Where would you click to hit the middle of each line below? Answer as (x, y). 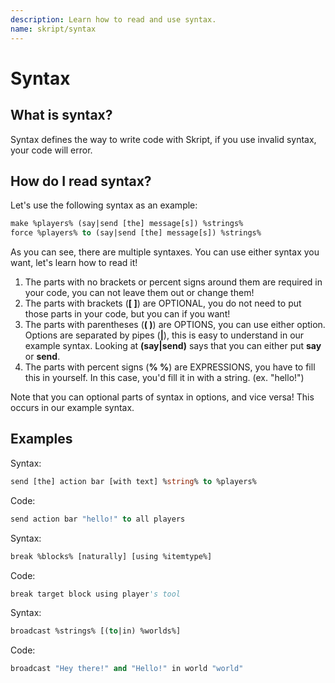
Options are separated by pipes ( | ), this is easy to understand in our (164, 335)
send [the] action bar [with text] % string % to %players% (133, 481)
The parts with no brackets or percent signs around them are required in (173, 282)
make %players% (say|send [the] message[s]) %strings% (127, 224)
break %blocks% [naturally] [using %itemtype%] (111, 556)
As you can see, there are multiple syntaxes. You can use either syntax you (165, 252)
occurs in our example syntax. (72, 408)
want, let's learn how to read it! (74, 263)
